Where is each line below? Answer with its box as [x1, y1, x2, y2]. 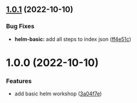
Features [6, 77, 32, 85]
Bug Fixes [6, 22, 35, 30]
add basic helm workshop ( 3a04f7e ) [14, 90, 102, 97]
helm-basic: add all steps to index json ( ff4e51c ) [14, 35, 132, 43]
